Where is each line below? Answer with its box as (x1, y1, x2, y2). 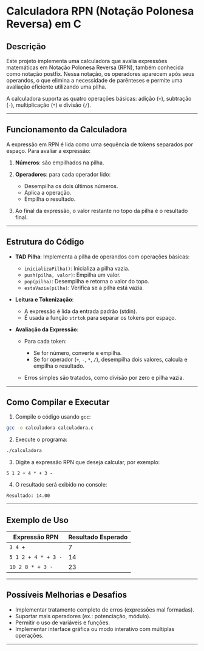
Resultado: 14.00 (6, 493, 50, 499)
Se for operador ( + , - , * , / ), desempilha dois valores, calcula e (33, 356, 188, 363)
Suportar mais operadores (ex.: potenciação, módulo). (15, 612, 151, 619)
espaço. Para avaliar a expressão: (6, 147, 91, 154)
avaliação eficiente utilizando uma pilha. (6, 83, 107, 90)
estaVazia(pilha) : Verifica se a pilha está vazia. (24, 284, 144, 291)
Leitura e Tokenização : (15, 295, 74, 303)
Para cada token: (24, 337, 67, 345)
